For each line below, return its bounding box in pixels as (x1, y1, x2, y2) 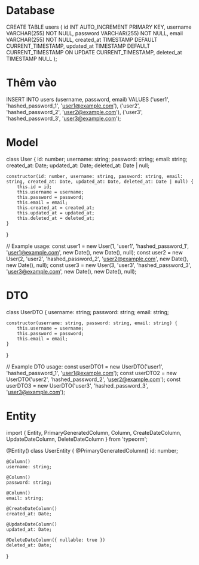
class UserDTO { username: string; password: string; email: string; (6, 308, 169, 315)
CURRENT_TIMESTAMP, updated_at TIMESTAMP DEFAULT (6, 42, 151, 50)
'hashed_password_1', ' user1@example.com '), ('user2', (6, 102, 140, 109)
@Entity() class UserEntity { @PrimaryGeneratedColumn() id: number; (6, 447, 178, 454)
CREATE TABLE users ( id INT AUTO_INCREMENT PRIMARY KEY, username (6, 23, 192, 30)
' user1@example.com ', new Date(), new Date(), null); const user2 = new (6, 248, 183, 256)
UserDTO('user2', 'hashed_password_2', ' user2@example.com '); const (6, 376, 181, 383)
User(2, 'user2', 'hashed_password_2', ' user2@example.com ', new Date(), (6, 255, 189, 262)
